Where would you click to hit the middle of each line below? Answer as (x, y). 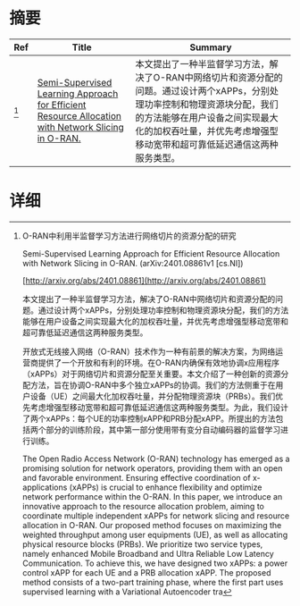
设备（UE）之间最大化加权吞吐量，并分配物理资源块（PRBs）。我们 (153, 396)
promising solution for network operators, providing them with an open (152, 468)
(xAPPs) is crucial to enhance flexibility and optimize (166, 487)
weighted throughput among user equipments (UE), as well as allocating (155, 534)
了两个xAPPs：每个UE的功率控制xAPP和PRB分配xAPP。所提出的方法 (149, 418)
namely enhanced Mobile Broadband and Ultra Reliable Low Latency (148, 553)
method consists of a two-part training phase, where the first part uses (153, 582)
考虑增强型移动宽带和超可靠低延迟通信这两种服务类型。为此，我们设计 (159, 407)
